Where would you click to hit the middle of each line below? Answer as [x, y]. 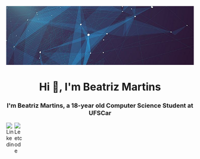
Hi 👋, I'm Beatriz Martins [100, 87]
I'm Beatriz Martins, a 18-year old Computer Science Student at [100, 105]
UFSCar [100, 113]
